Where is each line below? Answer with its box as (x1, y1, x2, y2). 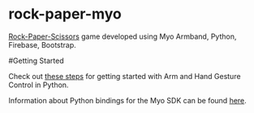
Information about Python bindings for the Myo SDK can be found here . (8, 95, 248, 105)
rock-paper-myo (8, 5, 122, 23)
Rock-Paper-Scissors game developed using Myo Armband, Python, (8, 31, 237, 41)
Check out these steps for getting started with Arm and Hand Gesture (8, 71, 241, 81)
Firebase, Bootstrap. (8, 40, 77, 49)
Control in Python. (8, 80, 69, 90)
